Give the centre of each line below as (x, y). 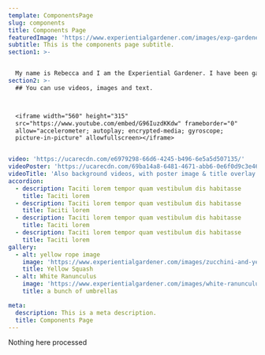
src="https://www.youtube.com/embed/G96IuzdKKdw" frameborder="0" (127, 123)
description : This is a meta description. (86, 312)
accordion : (26, 181)
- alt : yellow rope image (58, 254)
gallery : (22, 247)
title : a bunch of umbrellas (70, 291)
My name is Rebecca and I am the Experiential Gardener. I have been (132, 73)
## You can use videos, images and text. (84, 88)
